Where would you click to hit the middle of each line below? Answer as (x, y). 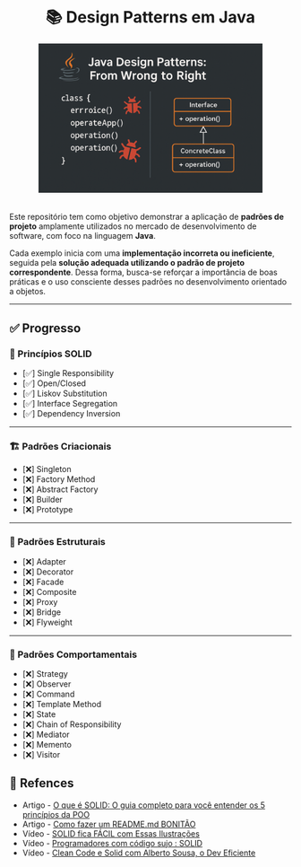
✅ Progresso (45, 328)
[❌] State (39, 714)
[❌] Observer (47, 684)
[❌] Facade (43, 582)
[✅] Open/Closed (54, 383)
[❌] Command (48, 694)
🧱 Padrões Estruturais (57, 542)
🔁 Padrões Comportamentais (73, 654)
